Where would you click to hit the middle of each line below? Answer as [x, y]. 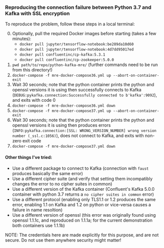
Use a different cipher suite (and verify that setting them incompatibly [82, 179]
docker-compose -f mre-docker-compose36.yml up [61, 76]
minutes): [22, 39]
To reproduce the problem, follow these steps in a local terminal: [70, 24]
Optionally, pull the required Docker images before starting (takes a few [84, 34]
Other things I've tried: [29, 157]
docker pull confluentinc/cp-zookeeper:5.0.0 [67, 60]
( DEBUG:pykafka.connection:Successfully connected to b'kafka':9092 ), [85, 95]
